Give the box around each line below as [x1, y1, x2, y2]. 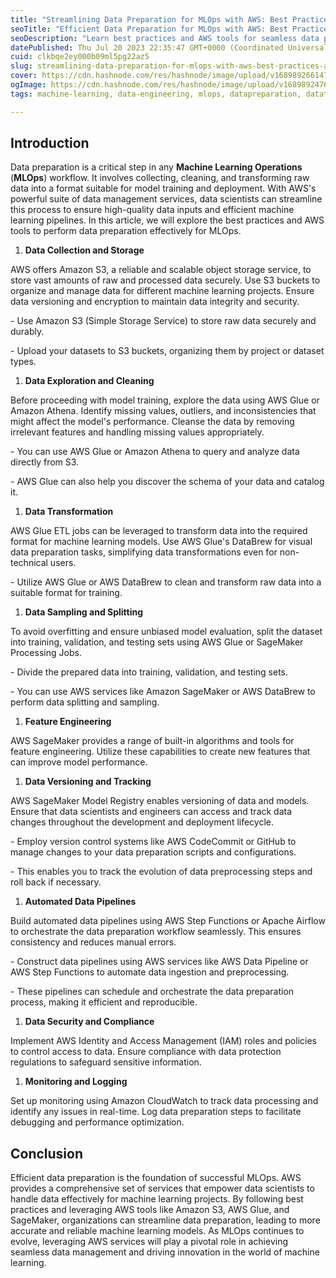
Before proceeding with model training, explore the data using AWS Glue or [10, 394, 320, 406]
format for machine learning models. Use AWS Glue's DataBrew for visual [10, 536, 313, 548]
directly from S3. [10, 456, 80, 468]
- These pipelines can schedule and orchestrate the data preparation [10, 986, 295, 998]
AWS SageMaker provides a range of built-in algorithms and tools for [10, 735, 295, 747]
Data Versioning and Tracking [24, 776, 152, 788]
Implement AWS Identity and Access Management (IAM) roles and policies [10, 1035, 317, 1047]
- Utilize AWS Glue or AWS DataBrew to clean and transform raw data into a [10, 576, 322, 588]
